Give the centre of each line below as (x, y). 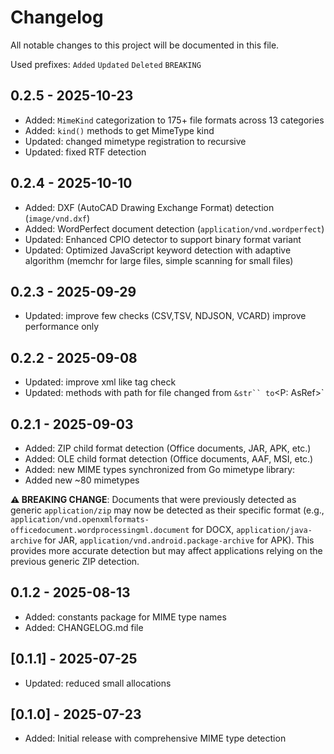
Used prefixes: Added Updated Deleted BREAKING (106, 64)
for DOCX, (213, 529)
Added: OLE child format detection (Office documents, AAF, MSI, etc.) (169, 459)
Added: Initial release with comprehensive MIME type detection (155, 738)
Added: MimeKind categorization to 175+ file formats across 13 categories (174, 120)
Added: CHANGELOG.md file (84, 627)
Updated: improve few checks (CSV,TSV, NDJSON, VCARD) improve (165, 316)
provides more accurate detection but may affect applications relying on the (166, 550)
